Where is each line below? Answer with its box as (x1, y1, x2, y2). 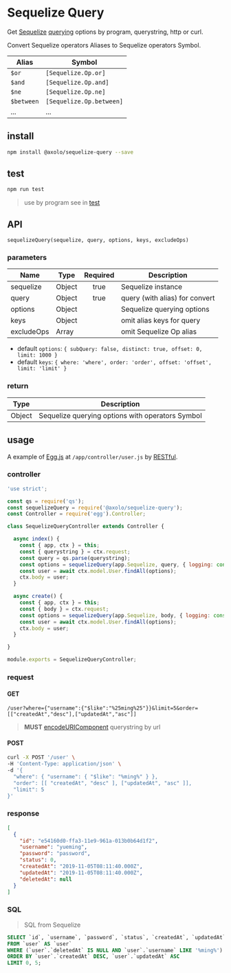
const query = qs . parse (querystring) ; (19, 554, 131, 561)
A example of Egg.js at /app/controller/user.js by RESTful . (7, 452, 178, 461)
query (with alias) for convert (121, 293, 215, 303)
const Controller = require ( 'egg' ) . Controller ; (7, 510, 146, 518)
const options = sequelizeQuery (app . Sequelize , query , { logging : (19, 561, 214, 568)
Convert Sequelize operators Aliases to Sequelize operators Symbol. (7, 41, 201, 49)
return (7, 381, 29, 391)
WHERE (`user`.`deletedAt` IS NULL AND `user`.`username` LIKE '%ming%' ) (7, 947, 223, 954)
